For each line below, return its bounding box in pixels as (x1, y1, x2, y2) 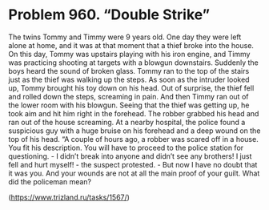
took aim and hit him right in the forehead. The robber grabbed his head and (8, 108, 259, 118)
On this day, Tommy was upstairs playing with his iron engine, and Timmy (8, 49, 251, 59)
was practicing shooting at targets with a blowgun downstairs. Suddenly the (8, 58, 259, 67)
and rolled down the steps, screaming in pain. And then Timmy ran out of (8, 91, 249, 101)
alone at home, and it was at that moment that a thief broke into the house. (8, 40, 255, 50)
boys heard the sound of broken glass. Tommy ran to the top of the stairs (8, 66, 250, 75)
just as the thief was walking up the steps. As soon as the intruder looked (8, 75, 250, 84)
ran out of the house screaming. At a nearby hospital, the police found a (8, 117, 246, 127)
